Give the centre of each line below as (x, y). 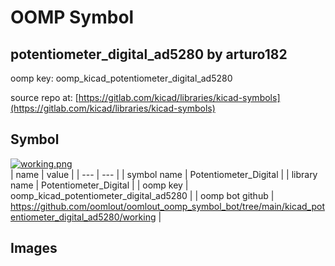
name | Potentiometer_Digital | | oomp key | (99, 185)
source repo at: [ (44, 97)
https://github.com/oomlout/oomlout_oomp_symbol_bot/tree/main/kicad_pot (167, 206)
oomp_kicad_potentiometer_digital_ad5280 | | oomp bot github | (142, 195)
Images (34, 248)
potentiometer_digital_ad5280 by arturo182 (149, 54)
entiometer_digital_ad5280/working (83, 217)
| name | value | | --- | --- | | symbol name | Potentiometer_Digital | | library (164, 174)
